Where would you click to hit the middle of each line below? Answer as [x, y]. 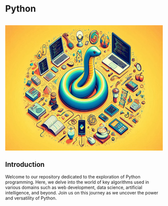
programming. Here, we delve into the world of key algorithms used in [77, 182]
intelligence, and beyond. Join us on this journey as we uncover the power [82, 192]
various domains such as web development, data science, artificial [74, 187]
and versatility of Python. [31, 198]
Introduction [25, 165]
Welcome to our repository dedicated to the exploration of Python [73, 176]
